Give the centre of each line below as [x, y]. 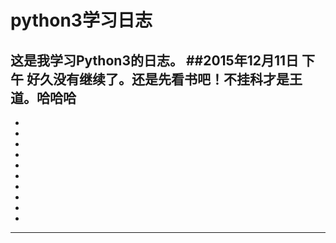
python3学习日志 [81, 20]
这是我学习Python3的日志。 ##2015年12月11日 [155, 60]
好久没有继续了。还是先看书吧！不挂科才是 [158, 79]
